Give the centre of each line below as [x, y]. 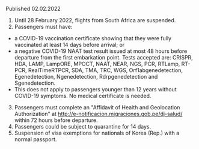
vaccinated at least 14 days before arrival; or [69, 45]
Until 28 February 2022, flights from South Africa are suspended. [95, 20]
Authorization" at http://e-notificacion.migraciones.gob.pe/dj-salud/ [98, 114]
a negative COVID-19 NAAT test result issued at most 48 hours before [101, 51]
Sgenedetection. [35, 83]
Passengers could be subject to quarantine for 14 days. [83, 126]
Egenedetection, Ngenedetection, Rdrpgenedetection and [86, 77]
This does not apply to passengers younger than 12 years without [95, 89]
